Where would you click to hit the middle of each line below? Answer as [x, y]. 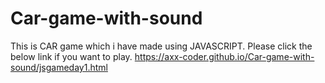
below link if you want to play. [71, 56]
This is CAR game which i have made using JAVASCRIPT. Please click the [161, 46]
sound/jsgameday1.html [59, 67]
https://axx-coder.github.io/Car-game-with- [224, 56]
